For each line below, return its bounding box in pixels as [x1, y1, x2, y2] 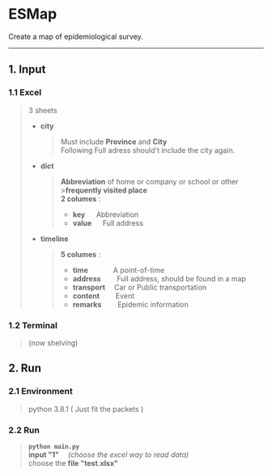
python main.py [28, 442, 80, 451]
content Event [72, 290, 135, 300]
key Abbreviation [72, 209, 139, 219]
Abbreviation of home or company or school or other [60, 176, 239, 186]
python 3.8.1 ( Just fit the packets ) [28, 404, 144, 413]
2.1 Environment [8, 386, 73, 397]
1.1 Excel [8, 87, 42, 98]
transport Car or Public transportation [72, 282, 207, 292]
